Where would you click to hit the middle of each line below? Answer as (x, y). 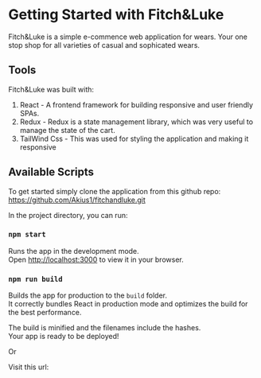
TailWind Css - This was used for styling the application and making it (134, 138)
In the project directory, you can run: (68, 215)
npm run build (35, 279)
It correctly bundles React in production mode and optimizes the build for (128, 304)
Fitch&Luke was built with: (51, 89)
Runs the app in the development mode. (74, 251)
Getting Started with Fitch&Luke (116, 15)
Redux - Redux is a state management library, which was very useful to (136, 122)
